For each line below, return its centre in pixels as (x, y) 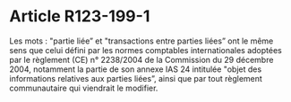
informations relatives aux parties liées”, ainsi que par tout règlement (136, 78)
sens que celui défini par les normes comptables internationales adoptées (145, 50)
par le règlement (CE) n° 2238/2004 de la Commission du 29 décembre (141, 59)
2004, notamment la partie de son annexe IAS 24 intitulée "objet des (136, 69)
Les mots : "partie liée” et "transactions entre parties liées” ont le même (141, 41)
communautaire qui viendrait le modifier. (84, 88)
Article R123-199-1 (80, 16)
